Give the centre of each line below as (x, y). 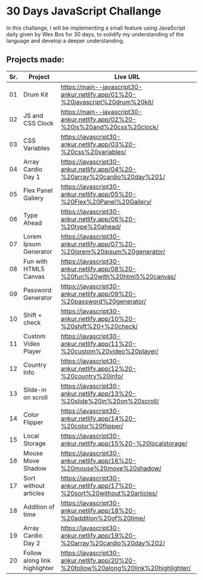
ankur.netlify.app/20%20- (99, 560)
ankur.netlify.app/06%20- (99, 219)
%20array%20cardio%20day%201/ (113, 176)
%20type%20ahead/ (91, 227)
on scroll (36, 397)
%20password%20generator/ (103, 301)
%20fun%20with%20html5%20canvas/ (118, 276)
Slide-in (35, 390)
